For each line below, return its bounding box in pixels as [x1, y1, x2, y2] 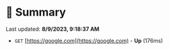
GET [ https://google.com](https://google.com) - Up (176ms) [14, 37, 163, 44]
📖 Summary [6, 5, 66, 19]
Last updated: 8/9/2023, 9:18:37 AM [6, 25, 100, 33]
